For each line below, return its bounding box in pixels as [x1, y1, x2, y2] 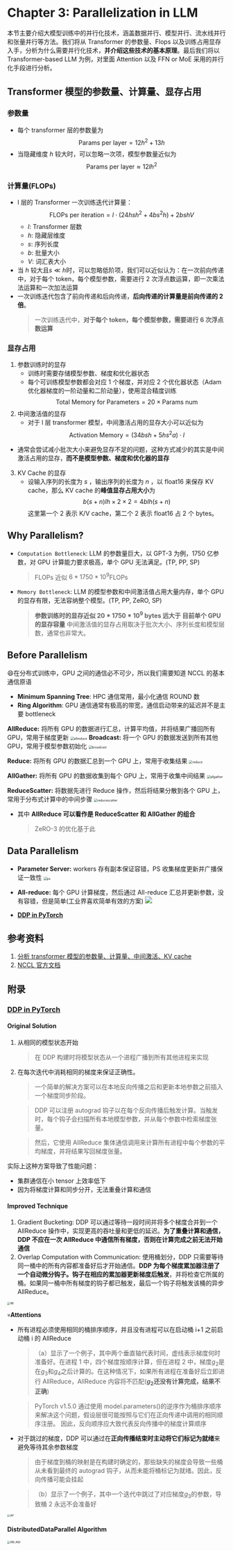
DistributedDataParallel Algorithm [7, 1525, 107, 1533]
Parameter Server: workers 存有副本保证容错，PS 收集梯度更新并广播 [17, 865, 217, 873]
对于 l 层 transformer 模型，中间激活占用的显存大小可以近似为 [27, 418, 204, 427]
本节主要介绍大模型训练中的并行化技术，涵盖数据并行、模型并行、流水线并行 [7, 29, 226, 37]
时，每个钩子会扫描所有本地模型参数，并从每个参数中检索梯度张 [34, 1115, 217, 1123]
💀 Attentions [7, 1310, 42, 1318]
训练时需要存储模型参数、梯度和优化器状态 [27, 369, 150, 377]
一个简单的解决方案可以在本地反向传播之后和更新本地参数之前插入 [34, 1082, 223, 1091]
